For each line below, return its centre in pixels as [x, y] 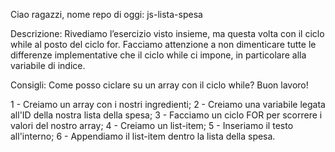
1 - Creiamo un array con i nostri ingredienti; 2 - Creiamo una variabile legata [168, 104]
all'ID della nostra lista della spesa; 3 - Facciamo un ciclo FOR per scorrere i [166, 115]
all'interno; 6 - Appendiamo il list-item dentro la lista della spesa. [143, 136]
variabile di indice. [48, 65]
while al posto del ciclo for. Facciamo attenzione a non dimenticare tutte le [163, 44]
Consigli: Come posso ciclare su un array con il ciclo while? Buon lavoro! [159, 85]
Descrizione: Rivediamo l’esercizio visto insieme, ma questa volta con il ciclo [167, 33]
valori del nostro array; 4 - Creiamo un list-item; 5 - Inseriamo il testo [152, 125]
